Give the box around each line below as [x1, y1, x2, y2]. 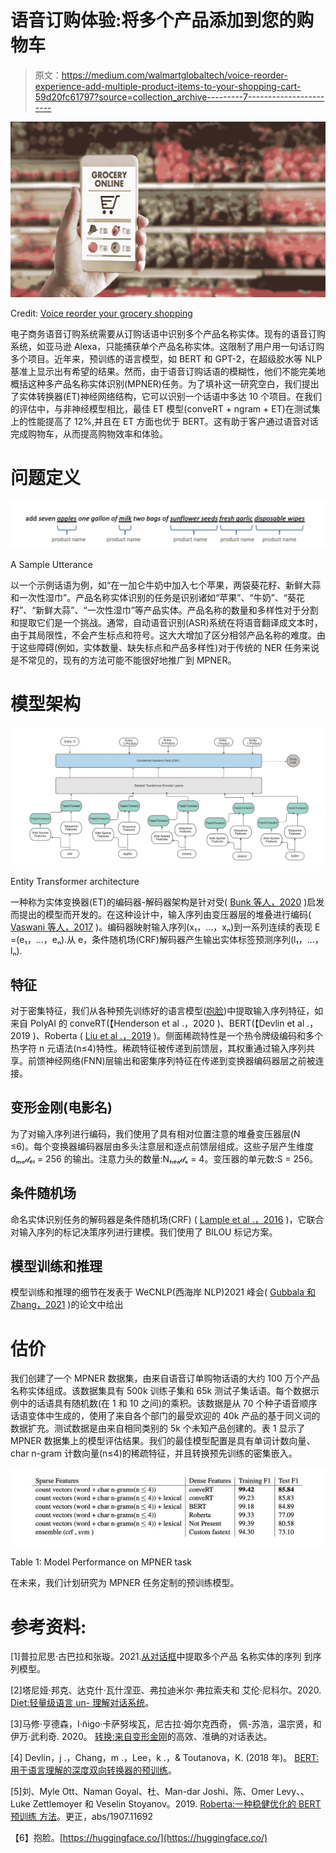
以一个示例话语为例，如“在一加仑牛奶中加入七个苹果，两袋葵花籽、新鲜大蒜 [10, 579, 322, 591]
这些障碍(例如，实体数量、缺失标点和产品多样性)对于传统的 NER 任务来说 [18, 642, 320, 654]
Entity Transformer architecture [10, 876, 140, 888]
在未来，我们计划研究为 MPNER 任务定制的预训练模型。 [10, 1577, 240, 1589]
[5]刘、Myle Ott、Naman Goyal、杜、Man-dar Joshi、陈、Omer [10, 1786, 275, 1798]
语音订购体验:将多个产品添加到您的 [10, 9, 297, 32]
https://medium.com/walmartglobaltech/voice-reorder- [61, 69, 288, 81]
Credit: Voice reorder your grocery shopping [10, 307, 193, 319]
